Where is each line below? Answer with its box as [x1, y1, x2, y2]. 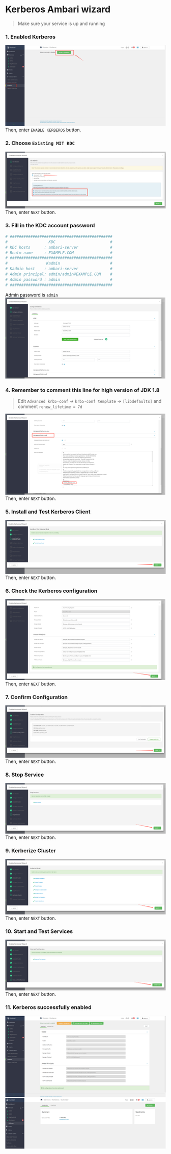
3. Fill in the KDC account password [5, 222, 95, 229]
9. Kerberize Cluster [5, 847, 56, 854]
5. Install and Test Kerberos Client [5, 508, 91, 515]
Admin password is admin [5, 292, 59, 298]
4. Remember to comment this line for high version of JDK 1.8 [5, 387, 160, 394]
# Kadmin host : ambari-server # [5, 267, 113, 272]
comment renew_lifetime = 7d [17, 403, 82, 410]
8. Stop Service [5, 771, 44, 778]
